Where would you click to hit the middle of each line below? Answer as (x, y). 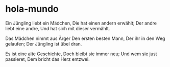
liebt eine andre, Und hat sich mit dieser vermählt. (58, 28)
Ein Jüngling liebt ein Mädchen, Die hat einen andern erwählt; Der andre (81, 23)
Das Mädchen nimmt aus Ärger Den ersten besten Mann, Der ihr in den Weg (85, 38)
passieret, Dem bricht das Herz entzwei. (48, 59)
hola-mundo (32, 9)
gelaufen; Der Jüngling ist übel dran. (44, 43)
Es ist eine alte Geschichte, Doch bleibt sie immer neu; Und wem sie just (81, 54)
